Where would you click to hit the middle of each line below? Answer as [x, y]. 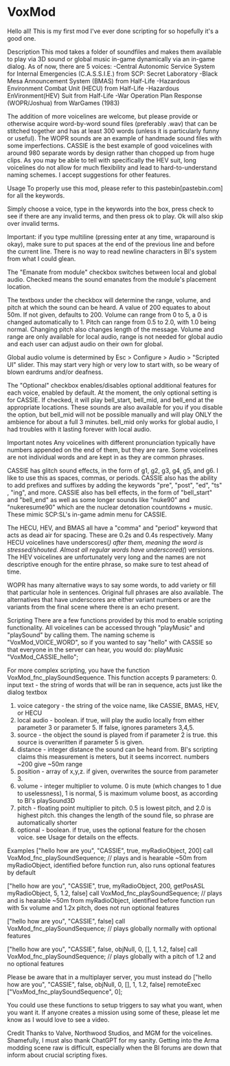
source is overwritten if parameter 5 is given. [80, 742]
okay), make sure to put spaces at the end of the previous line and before [111, 244]
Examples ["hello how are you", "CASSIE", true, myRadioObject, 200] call [110, 850]
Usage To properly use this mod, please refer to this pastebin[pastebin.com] [115, 188]
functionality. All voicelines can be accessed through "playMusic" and [106, 627]
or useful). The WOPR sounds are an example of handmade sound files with [114, 138]
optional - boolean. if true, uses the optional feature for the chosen [111, 830]
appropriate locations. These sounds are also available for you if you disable [115, 407]
